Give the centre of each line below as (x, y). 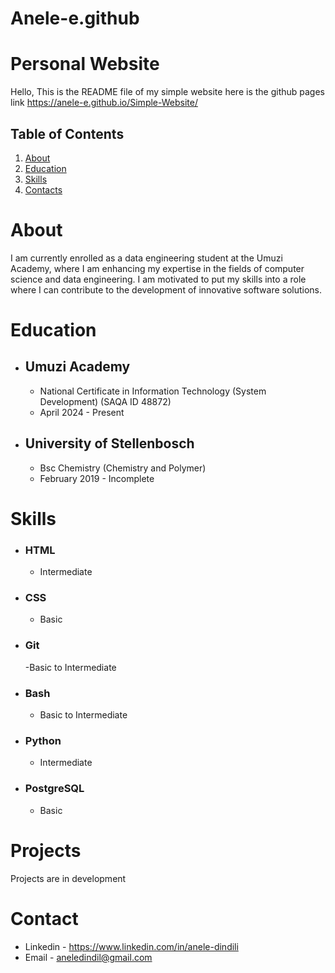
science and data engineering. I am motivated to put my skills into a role (158, 279)
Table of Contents (67, 133)
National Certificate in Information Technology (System (153, 391)
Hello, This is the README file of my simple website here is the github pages (168, 92)
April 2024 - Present (82, 412)
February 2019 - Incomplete (97, 478)
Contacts (43, 189)
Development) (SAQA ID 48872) (105, 401)
